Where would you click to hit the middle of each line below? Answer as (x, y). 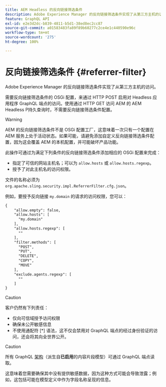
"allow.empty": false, (37, 210)
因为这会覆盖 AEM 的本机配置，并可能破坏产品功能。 (67, 142)
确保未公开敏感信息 (32, 324)
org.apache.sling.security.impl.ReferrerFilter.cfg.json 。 (67, 186)
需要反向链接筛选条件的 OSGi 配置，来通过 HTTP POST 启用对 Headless (78, 97)
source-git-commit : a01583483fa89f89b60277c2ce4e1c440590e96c (70, 28)
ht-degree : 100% (22, 42)
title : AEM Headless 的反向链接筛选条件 (44, 10)
